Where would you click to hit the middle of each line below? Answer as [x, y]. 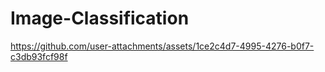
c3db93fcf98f [39, 56]
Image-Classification [100, 18]
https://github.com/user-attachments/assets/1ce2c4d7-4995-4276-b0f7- [162, 46]
